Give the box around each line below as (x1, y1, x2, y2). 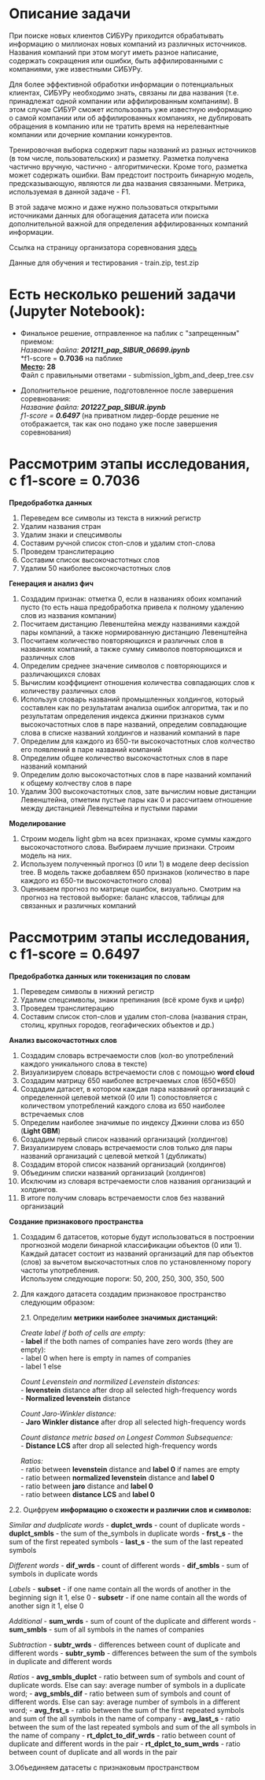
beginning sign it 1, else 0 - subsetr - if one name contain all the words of (9, 1592, 247, 1602)
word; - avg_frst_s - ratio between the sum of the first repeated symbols (9, 1705, 245, 1715)
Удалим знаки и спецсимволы (20, 530, 123, 539)
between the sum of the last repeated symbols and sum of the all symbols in (9, 1722, 256, 1731)
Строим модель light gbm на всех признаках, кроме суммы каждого (20, 833, 252, 843)
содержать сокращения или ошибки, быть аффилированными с (9, 56, 223, 65)
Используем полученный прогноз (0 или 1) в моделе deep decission (20, 858, 249, 868)
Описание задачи (9, 5, 131, 23)
